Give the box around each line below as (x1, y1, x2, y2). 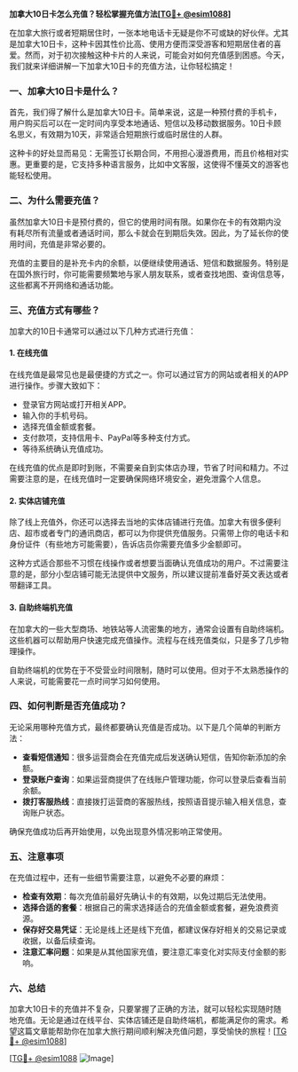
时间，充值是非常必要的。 (16, 239, 111, 249)
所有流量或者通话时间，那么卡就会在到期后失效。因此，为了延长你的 (32, 227, 281, 238)
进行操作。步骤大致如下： (9, 381, 103, 391)
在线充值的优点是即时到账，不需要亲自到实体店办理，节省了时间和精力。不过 (9, 462, 289, 473)
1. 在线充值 (9, 348, 49, 359)
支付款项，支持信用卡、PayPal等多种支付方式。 (21, 432, 195, 443)
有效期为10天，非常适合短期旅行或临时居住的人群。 (39, 129, 228, 140)
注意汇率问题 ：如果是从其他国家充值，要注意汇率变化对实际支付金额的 (21, 947, 279, 958)
